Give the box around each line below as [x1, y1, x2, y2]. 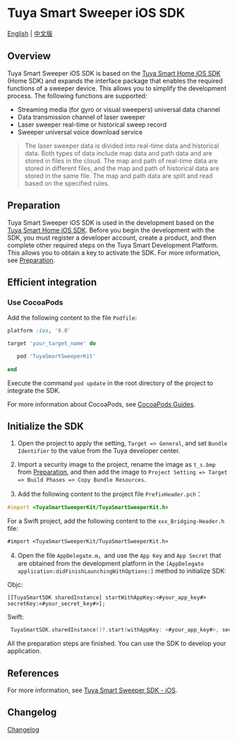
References [7, 667, 59, 679]
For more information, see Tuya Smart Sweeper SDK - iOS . [7, 686, 178, 694]
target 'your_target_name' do [7, 340, 97, 347]
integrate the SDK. [7, 386, 61, 395]
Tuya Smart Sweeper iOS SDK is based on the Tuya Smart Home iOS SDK [7, 69, 221, 77]
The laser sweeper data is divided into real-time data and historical [24, 141, 219, 150]
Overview [7, 50, 51, 62]
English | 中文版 [7, 29, 53, 37]
